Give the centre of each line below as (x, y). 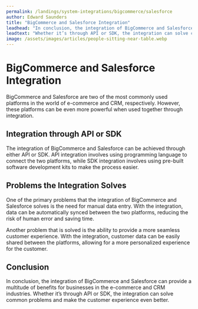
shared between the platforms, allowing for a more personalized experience (98, 242)
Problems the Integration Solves (66, 186)
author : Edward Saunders (37, 17)
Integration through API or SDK (64, 134)
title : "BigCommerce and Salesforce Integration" (68, 22)
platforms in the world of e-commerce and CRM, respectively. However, (93, 103)
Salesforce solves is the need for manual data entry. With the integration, (95, 206)
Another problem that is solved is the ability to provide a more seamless (93, 230)
